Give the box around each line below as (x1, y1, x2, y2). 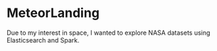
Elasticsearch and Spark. (6, 35, 80, 44)
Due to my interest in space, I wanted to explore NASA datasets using (6, 28, 211, 37)
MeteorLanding (6, 5, 100, 21)
